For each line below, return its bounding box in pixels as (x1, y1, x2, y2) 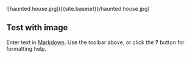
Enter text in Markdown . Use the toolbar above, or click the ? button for (6, 39, 185, 46)
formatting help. (6, 45, 47, 52)
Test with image (6, 22, 68, 33)
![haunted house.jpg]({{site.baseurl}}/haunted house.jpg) (6, 5, 150, 12)
